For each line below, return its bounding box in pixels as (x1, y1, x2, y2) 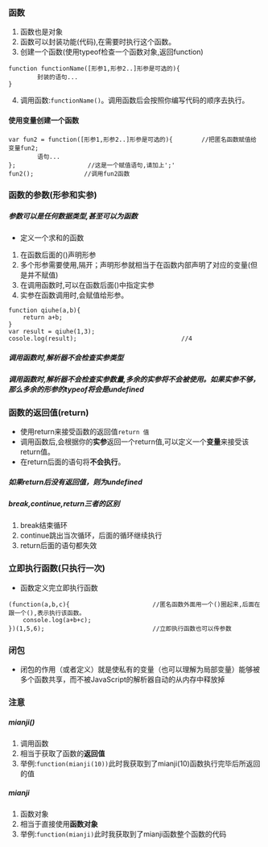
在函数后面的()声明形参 (19, 250, 97, 259)
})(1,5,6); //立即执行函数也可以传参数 (8, 625, 232, 633)
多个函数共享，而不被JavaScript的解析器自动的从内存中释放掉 (19, 675, 225, 684)
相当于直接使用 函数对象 (19, 819, 98, 828)
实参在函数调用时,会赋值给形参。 (19, 290, 129, 300)
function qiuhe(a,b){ (8, 306, 81, 315)
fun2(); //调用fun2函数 (8, 169, 130, 178)
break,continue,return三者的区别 (8, 499, 120, 509)
